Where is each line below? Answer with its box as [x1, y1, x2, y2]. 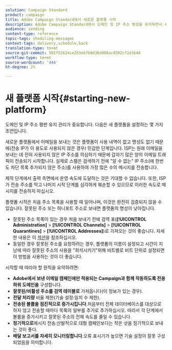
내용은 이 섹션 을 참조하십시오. [18, 234, 77, 240]
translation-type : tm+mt [5, 46, 58, 51]
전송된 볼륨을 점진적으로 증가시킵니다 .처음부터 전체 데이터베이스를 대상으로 [12, 301, 162, 307]
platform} [5, 104, 47, 116]
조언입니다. [5, 128, 28, 134]
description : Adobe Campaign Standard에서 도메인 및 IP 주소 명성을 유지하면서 [5, 21, 163, 27]
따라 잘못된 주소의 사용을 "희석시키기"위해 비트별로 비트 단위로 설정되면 [22, 247, 165, 253]
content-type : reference [5, 31, 58, 36]
